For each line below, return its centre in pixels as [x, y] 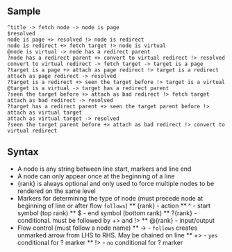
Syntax [23, 152]
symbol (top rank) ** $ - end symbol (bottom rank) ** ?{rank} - [107, 213]
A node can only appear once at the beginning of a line [96, 176]
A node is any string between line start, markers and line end [104, 169]
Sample [24, 11]
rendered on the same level [56, 191]
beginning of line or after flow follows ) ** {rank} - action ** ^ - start [114, 205]
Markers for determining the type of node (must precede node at [110, 198]
